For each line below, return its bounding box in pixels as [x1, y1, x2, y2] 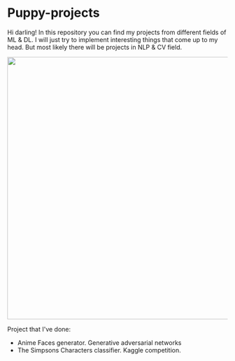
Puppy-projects [7, 5, 100, 21]
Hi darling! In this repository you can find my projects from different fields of [7, 28, 227, 36]
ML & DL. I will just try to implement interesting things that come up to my [7, 35, 218, 43]
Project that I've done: [7, 325, 71, 333]
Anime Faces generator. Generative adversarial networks [17, 338, 182, 347]
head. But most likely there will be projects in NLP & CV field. [7, 43, 183, 51]
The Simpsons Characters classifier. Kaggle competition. [17, 346, 181, 354]
